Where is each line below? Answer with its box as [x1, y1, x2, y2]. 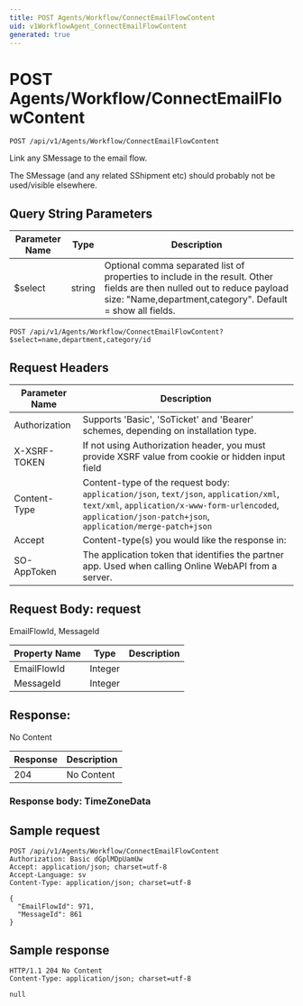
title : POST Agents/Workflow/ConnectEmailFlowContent [9, 13, 216, 23]
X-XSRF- [14, 444, 55, 457]
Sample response [9, 942, 110, 957]
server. [82, 570, 113, 583]
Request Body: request [9, 602, 142, 617]
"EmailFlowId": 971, [17, 902, 95, 911]
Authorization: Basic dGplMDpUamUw [9, 854, 143, 864]
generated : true [9, 30, 70, 39]
